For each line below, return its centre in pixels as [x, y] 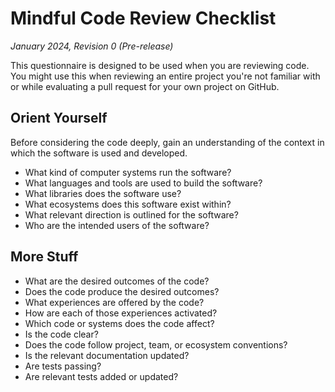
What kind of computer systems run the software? [128, 172]
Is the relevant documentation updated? [107, 355]
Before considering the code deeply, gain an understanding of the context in [167, 142]
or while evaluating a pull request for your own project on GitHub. [145, 86]
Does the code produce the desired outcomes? [122, 291]
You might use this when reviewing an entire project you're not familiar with [165, 76]
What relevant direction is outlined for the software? [131, 214]
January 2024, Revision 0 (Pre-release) [92, 46]
